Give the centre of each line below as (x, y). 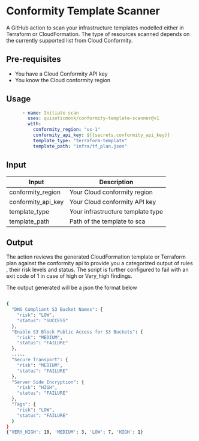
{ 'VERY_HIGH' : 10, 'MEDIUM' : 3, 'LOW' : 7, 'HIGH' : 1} (75, 432)
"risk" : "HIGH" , (37, 388)
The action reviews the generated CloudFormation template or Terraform (96, 257)
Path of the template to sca (107, 221)
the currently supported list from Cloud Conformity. (70, 40)
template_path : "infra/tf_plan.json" (80, 146)
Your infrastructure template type (116, 211)
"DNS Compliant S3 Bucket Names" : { (57, 310)
